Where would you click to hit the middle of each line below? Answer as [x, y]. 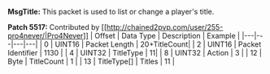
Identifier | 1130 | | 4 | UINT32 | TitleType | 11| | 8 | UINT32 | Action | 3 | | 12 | [135, 53]
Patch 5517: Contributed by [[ [57, 27]
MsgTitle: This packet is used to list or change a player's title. [111, 12]
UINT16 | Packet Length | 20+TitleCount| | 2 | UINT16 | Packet [158, 44]
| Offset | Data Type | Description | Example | [165, 36]
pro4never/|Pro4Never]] [48, 36]
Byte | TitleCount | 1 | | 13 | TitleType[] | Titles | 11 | [91, 61]
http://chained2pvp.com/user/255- [165, 27]
